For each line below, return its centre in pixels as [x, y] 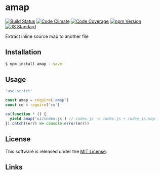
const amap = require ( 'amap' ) [37, 100]
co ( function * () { [26, 114]
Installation [23, 52]
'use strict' [19, 91]
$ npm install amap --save [34, 64]
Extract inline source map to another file [47, 36]
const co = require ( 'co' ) [32, 105]
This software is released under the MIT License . [56, 151]
